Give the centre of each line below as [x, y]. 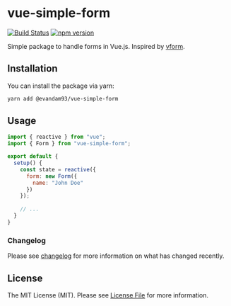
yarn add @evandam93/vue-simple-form [63, 98]
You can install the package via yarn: [61, 86]
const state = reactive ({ [58, 169]
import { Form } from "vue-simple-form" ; [69, 144]
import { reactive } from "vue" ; [57, 137]
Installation [32, 69]
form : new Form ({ [52, 176]
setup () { [28, 163]
